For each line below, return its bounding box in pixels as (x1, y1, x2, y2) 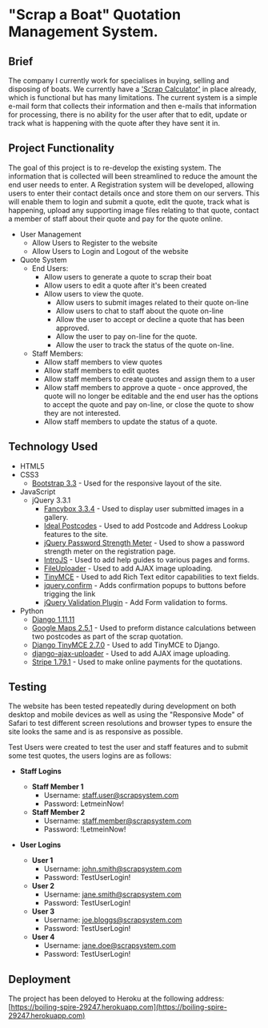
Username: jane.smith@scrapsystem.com (43, 889, 182, 899)
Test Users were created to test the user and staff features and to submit (8, 743, 249, 752)
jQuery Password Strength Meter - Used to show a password (43, 538, 246, 547)
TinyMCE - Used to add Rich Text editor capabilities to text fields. (43, 571, 260, 582)
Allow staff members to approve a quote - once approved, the (43, 382, 248, 392)
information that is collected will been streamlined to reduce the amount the (8, 171, 258, 181)
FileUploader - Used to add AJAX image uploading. (43, 563, 214, 573)
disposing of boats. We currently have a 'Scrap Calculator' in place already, (8, 84, 257, 94)
